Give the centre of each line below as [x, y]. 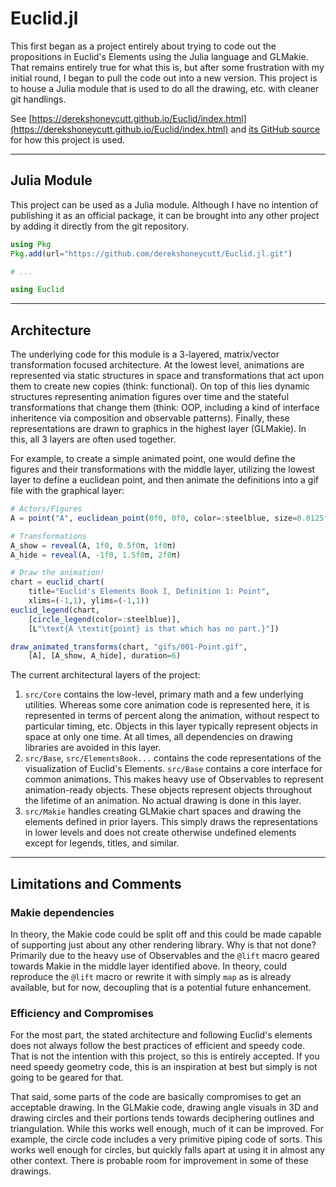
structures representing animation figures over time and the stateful [150, 397]
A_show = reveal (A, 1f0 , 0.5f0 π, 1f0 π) [93, 545]
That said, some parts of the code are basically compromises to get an [156, 1097]
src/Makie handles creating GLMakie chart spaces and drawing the [163, 811]
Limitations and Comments [96, 883]
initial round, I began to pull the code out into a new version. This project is [164, 78]
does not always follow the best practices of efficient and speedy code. [158, 1046]
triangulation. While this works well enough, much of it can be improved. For [167, 1129]
